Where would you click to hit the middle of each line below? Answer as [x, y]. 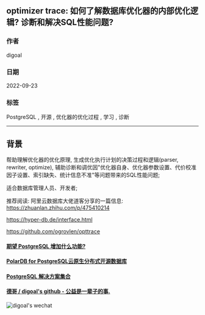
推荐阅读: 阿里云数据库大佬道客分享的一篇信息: [65, 201]
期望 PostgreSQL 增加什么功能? [46, 246]
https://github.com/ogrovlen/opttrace [53, 231]
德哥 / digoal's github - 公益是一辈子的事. [58, 291]
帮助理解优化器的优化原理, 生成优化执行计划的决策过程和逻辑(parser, [92, 160]
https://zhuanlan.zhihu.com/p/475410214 [58, 208]
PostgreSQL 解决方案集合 [39, 276]
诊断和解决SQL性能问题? [67, 22]
